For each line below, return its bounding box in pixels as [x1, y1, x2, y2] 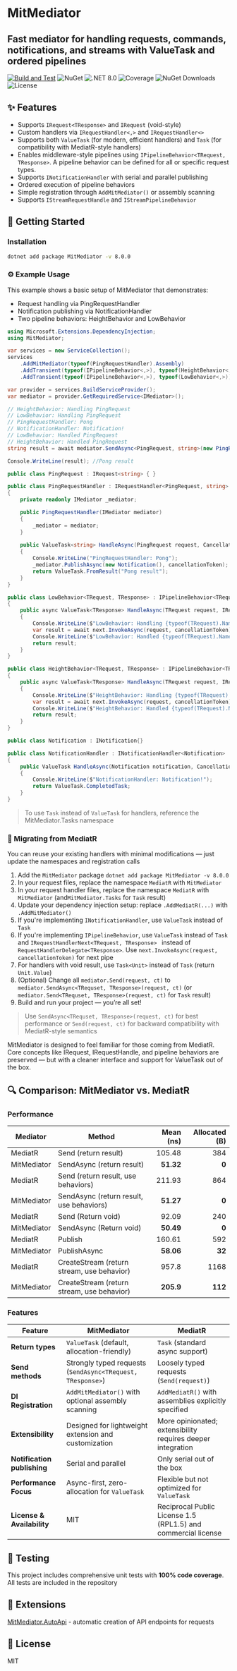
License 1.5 [157, 1511, 197, 1521]
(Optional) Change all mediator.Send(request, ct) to [17, 976, 171, 985]
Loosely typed [157, 1358, 205, 1368]
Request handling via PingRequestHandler [17, 299, 140, 308]
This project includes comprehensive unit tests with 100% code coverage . [7, 1571, 224, 1579]
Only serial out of [157, 1454, 214, 1464]
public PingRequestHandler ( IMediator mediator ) [20, 509, 162, 516]
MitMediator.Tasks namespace [24, 816, 114, 825]
